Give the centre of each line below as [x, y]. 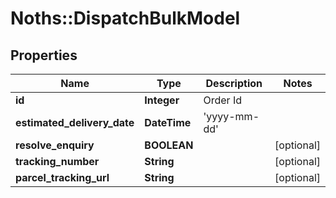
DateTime [168, 122]
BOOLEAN [169, 145]
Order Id [222, 100]
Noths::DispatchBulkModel [125, 18]
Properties [44, 55]
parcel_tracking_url [62, 177]
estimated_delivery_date [75, 122]
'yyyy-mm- [231, 116]
